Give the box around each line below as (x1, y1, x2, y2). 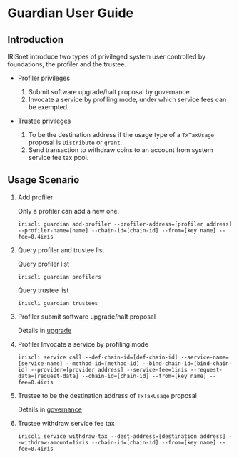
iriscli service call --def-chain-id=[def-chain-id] (17, 354, 178, 361)
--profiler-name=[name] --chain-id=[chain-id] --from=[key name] (17, 226, 216, 234)
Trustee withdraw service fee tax (17, 419, 116, 427)
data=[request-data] (17, 372, 79, 379)
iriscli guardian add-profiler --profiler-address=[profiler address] (17, 220, 233, 228)
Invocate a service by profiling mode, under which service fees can (28, 95, 227, 104)
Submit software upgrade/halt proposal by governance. (28, 88, 192, 96)
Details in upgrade (17, 326, 72, 334)
